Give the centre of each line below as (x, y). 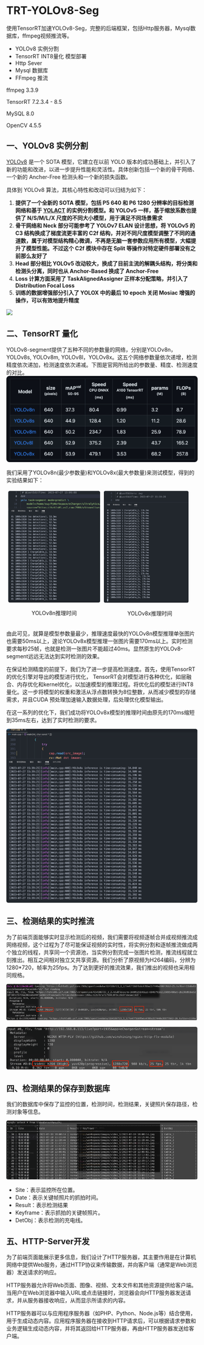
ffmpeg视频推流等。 (47, 36)
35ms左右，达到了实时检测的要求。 (56, 720)
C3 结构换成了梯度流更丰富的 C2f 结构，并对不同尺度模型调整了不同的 (102, 233)
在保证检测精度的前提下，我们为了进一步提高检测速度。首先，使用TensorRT (101, 669)
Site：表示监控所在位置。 (46, 1190)
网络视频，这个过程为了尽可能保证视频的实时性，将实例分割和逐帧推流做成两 (102, 944)
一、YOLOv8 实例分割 (47, 146)
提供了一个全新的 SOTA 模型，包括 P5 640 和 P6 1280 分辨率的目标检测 (104, 203)
